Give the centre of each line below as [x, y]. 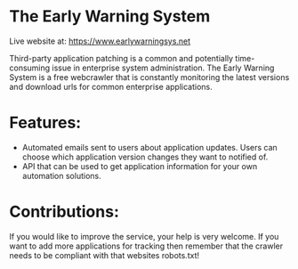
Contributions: [64, 212]
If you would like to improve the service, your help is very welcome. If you [144, 236]
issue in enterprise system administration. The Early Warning [163, 68]
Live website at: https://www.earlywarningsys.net [100, 41]
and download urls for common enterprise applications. [111, 86]
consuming [30, 68]
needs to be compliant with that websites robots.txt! [105, 255]
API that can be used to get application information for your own [140, 166]
